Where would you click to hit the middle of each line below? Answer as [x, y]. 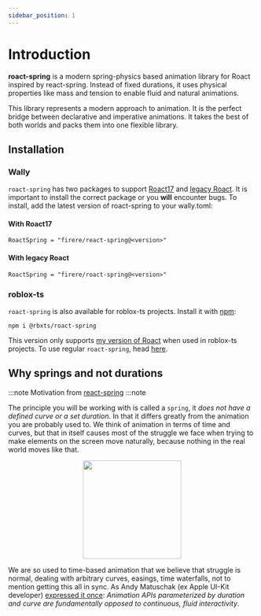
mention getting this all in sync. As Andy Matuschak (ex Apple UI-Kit [119, 586]
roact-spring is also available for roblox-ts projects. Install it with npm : [122, 311]
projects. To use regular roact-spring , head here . [88, 349]
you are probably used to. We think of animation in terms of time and [119, 424]
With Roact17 [30, 223]
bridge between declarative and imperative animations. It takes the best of [129, 116]
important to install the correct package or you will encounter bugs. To [123, 197]
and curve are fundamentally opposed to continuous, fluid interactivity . [124, 603]
